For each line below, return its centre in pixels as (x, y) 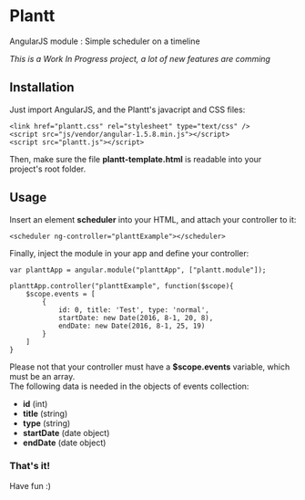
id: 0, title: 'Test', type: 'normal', (133, 310)
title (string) (45, 413)
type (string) (46, 423)
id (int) (35, 403)
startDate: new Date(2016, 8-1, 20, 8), (136, 318)
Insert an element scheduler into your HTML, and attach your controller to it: (153, 219)
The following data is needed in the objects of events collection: (129, 386)
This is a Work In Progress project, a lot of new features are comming (140, 58)
